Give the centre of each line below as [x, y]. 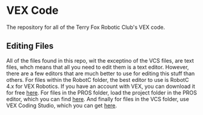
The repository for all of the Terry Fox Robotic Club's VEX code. [86, 27]
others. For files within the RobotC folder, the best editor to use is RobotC [98, 79]
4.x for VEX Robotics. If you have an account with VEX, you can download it [101, 86]
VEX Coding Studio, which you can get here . [62, 105]
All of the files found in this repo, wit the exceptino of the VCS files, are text [100, 60]
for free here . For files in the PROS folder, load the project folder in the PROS [102, 92]
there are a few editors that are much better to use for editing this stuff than [101, 73]
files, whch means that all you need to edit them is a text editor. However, [98, 67]
